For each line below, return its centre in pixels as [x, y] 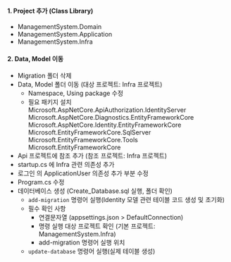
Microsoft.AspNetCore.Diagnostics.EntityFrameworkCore [111, 118]
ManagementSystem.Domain [60, 27]
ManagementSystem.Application [65, 35]
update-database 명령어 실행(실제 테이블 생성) [92, 251]
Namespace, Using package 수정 [76, 93]
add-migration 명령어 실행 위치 [82, 242]
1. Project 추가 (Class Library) [50, 11]
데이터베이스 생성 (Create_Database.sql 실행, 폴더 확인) [95, 191]
